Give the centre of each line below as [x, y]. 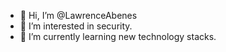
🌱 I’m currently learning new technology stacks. [118, 36]
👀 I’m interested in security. [76, 26]
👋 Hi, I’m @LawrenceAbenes [78, 15]
